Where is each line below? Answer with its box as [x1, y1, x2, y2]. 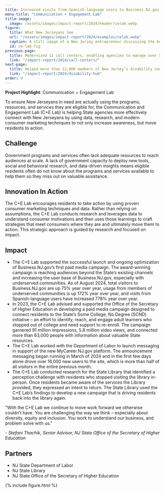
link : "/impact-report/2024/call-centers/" [9, 58, 100, 62]
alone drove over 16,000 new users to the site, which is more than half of [12, 359, 160, 365]
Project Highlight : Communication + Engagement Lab [5, 89, 114, 95]
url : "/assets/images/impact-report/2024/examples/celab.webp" [9, 35, 141, 40]
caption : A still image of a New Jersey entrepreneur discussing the [9, 39, 155, 44]
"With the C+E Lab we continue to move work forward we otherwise [5, 404, 143, 411]
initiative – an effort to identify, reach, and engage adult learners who [12, 317, 152, 323]
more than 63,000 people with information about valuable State [12, 333, 141, 339]
